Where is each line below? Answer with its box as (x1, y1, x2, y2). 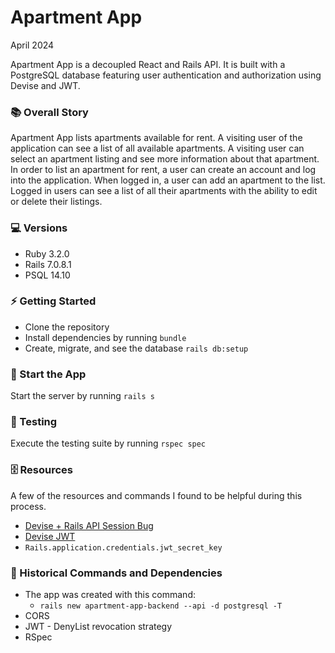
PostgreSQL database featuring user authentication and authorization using (10, 69, 322, 81)
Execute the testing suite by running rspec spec (10, 437, 207, 450)
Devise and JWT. (10, 79, 81, 91)
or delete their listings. (10, 196, 103, 208)
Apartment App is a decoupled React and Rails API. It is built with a (10, 58, 286, 70)
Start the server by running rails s (10, 390, 155, 402)
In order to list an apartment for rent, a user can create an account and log (10, 164, 317, 176)
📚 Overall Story (10, 105, 89, 119)
